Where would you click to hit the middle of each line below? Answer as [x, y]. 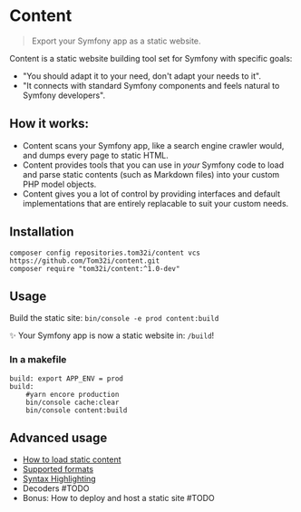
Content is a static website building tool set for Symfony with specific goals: [151, 58]
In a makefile [38, 360]
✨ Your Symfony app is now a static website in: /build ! [112, 335]
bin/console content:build [77, 410]
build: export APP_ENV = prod [67, 378]
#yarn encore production [73, 394]
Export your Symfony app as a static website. [116, 41]
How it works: [49, 124]
